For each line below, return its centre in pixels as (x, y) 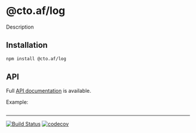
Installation (27, 45)
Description (20, 27)
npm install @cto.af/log (36, 59)
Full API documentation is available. (49, 91)
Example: (17, 102)
